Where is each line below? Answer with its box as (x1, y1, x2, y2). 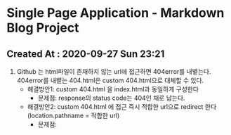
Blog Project (6, 20, 79, 36)
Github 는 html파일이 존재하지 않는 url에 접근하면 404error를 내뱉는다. (16, 67, 211, 75)
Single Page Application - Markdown (6, 5, 225, 21)
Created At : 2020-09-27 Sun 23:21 (6, 48, 165, 60)
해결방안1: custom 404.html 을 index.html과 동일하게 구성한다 (27, 85, 199, 93)
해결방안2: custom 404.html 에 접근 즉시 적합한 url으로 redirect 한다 (27, 103, 217, 110)
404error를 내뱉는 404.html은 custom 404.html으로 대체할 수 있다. (16, 76, 204, 84)
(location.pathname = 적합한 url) (27, 111, 120, 120)
